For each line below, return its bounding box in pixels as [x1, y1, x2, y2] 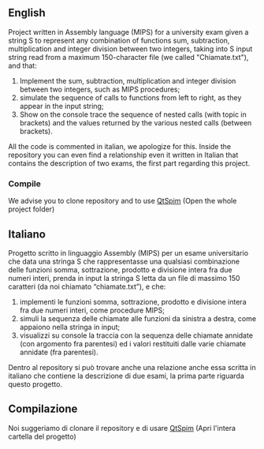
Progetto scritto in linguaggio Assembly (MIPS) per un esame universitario [8, 248, 249, 257]
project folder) [8, 204, 55, 214]
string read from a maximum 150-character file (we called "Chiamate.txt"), [8, 52, 249, 62]
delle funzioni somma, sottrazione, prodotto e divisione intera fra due [8, 264, 232, 275]
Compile [8, 178, 41, 189]
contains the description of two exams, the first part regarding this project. [8, 158, 251, 168]
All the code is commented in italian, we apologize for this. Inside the [8, 141, 231, 151]
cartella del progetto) [8, 432, 76, 441]
